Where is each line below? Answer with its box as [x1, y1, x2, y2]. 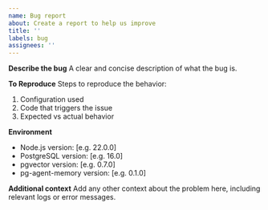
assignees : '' [8, 42, 56, 50]
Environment [8, 127, 52, 137]
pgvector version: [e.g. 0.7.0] [19, 160, 116, 169]
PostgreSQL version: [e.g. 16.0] [19, 151, 123, 161]
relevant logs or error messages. [8, 192, 116, 202]
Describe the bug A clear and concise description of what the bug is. [8, 63, 238, 73]
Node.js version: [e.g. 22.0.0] [19, 143, 117, 152]
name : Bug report [8, 11, 67, 20]
